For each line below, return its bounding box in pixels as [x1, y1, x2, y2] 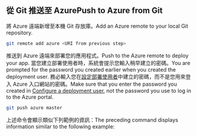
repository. [6, 29, 33, 36]
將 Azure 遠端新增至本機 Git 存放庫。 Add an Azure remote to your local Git [6, 22, 189, 30]
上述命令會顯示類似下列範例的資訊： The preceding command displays [6, 116, 179, 123]
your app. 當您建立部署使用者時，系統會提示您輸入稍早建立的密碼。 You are [6, 59, 190, 66]
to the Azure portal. [6, 93, 54, 101]
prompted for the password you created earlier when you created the [6, 66, 176, 73]
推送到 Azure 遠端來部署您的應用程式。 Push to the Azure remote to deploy [6, 52, 189, 59]
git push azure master [6, 105, 62, 111]
